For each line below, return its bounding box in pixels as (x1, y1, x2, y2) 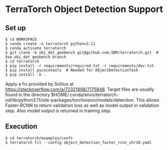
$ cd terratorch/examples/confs (5, 135, 73, 140)
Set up (5, 24, 26, 32)
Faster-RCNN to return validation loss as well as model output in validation (5, 102, 159, 108)
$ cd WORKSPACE (5, 37, 37, 42)
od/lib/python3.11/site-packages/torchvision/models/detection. (5, 97, 135, 103)
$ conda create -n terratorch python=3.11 (5, 41, 96, 46)
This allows (135, 97, 159, 103)
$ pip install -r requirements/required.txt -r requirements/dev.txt (5, 63, 154, 68)
